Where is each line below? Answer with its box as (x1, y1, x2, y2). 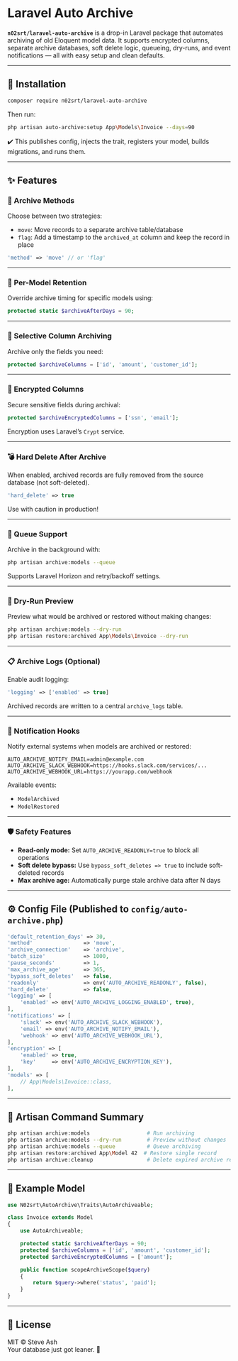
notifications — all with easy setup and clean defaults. (7, 51, 165, 60)
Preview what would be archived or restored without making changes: (7, 612, 212, 621)
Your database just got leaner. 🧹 (7, 1345, 101, 1353)
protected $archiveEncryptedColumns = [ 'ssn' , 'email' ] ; (7, 414, 179, 421)
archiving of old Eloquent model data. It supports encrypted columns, (7, 35, 210, 44)
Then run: (7, 110, 36, 119)
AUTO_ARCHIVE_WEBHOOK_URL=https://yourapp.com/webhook (7, 768, 173, 776)
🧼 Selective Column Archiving (7, 331, 112, 341)
